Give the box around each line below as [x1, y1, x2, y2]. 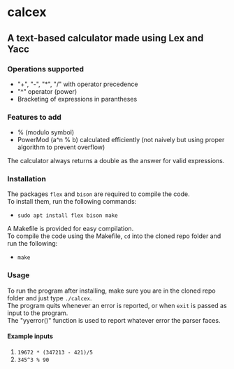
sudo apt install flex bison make [17, 212, 118, 219]
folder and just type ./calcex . [7, 293, 92, 302]
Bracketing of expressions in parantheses [17, 95, 138, 103]
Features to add [7, 112, 61, 122]
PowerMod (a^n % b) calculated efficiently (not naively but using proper [17, 136, 225, 144]
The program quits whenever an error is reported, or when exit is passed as [7, 301, 227, 309]
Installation [7, 174, 47, 184]
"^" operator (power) [17, 87, 78, 95]
